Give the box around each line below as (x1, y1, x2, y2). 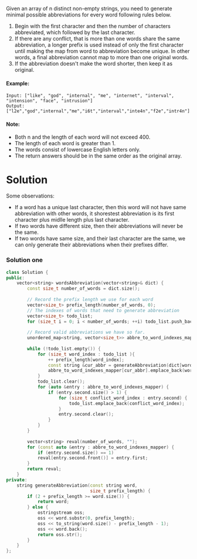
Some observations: (6, 192, 55, 199)
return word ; (37, 499, 69, 505)
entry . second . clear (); (58, 411, 114, 417)
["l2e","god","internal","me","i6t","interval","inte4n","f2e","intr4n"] (6, 108, 191, 114)
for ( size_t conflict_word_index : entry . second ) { (58, 395, 188, 401)
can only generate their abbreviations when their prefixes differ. (14, 241, 169, 249)
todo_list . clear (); (37, 379, 85, 384)
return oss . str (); (37, 531, 83, 537)
